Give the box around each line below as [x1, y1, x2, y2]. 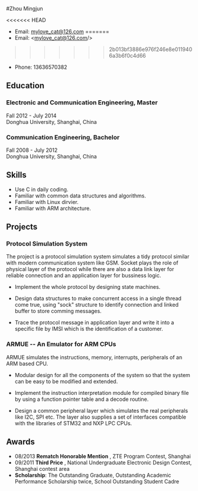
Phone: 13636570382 [14, 63, 67, 71]
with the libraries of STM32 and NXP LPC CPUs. [14, 419, 132, 426]
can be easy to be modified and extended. [14, 378, 118, 385]
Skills [6, 170, 27, 180]
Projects [6, 222, 38, 232]
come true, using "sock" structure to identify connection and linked [14, 301, 179, 308]
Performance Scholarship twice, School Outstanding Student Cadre [14, 477, 179, 485]
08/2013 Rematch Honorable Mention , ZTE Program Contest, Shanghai [14, 452, 191, 460]
